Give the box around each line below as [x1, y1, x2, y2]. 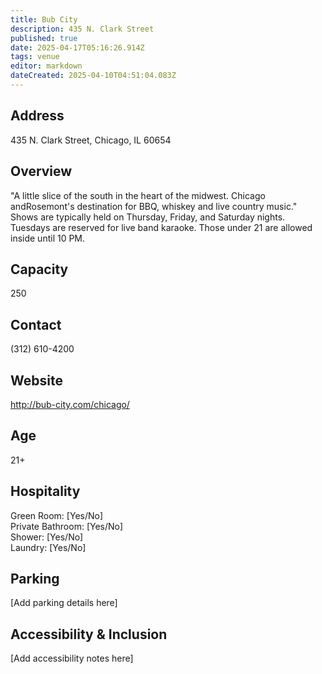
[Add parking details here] [10, 597, 118, 609]
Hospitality [10, 483, 81, 500]
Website [10, 372, 63, 389]
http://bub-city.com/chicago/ [10, 398, 130, 410]
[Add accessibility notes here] [10, 652, 134, 665]
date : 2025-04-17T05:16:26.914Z [10, 42, 145, 53]
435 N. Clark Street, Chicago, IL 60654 [10, 134, 172, 146]
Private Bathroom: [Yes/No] [10, 520, 124, 532]
